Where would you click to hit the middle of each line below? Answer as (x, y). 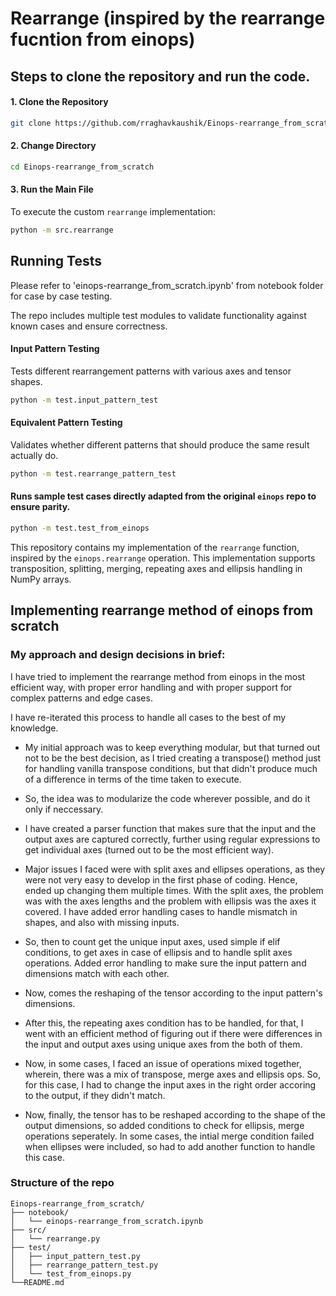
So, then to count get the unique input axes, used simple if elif (152, 941)
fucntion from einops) (103, 39)
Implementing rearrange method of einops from (162, 610)
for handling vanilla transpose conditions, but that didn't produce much (171, 768)
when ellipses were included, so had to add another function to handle (170, 1146)
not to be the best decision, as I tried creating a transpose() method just (173, 758)
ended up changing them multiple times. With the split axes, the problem (174, 890)
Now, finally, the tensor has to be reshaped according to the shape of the (175, 1114)
